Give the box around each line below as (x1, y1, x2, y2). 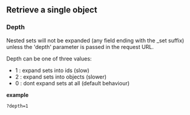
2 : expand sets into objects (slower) (15, 73, 107, 80)
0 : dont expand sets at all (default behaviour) (15, 79, 130, 87)
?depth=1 (6, 103, 29, 109)
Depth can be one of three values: (6, 54, 92, 62)
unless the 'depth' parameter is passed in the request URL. (6, 43, 154, 50)
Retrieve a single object (6, 5, 97, 15)
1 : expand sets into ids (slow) (15, 67, 90, 74)
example (6, 91, 29, 99)
